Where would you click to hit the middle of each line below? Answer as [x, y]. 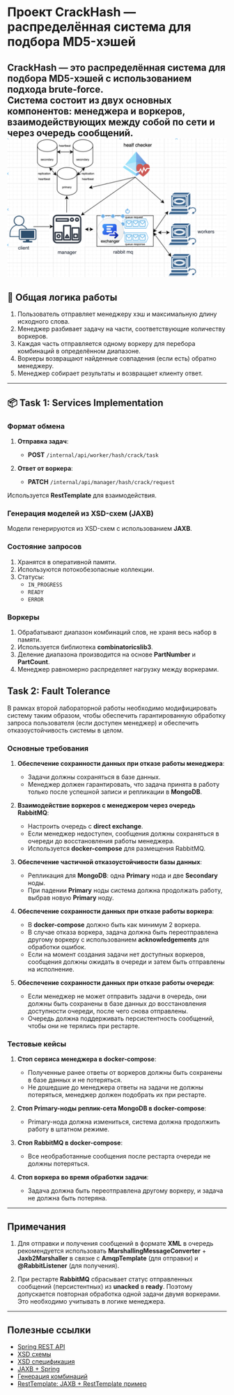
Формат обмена [36, 426]
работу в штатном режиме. [69, 1129]
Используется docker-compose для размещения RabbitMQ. [117, 849]
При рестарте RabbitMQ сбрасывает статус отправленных [105, 1279]
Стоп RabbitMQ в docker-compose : [70, 1143]
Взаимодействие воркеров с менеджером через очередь [106, 806]
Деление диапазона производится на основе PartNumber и [107, 654]
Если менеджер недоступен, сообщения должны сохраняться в [123, 834]
